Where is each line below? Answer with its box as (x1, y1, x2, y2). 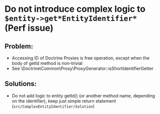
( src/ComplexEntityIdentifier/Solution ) (11, 103, 95, 109)
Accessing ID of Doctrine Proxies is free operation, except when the (11, 55, 150, 61)
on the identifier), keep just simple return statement (11, 98, 116, 104)
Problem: (4, 42, 33, 50)
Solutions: (4, 80, 37, 88)
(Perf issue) (4, 23, 54, 34)
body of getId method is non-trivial (11, 60, 83, 66)
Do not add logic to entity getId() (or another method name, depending (11, 92, 156, 99)
